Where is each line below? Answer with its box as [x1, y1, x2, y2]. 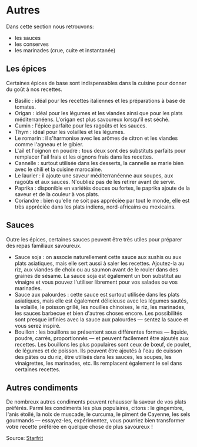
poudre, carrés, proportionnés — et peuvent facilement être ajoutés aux [14, 334, 189, 341]
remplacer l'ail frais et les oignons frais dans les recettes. [14, 153, 153, 160]
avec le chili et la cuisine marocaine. [14, 166, 103, 173]
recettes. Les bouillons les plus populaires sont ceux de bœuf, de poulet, [14, 341, 191, 348]
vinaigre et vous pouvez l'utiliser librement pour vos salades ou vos [14, 278, 178, 285]
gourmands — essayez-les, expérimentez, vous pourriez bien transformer [6, 417, 185, 424]
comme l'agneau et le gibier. [14, 140, 84, 147]
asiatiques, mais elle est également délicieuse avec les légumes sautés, [14, 297, 188, 304]
